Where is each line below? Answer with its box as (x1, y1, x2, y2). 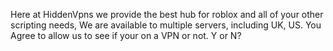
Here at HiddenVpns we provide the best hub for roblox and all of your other (10, 9, 324, 20)
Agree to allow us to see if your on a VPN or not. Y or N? (10, 30, 242, 41)
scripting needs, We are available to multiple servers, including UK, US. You (10, 19, 322, 31)
